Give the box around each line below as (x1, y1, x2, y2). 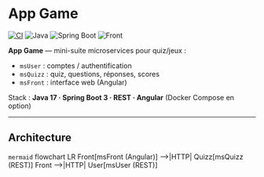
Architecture (8, 131, 72, 145)
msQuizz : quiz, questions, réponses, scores (19, 69, 159, 78)
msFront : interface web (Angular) (19, 78, 127, 87)
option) (8, 101, 31, 110)
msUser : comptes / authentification (19, 60, 132, 70)
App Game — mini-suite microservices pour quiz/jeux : (8, 45, 187, 55)
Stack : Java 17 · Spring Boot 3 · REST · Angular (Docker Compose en (8, 92, 234, 102)
